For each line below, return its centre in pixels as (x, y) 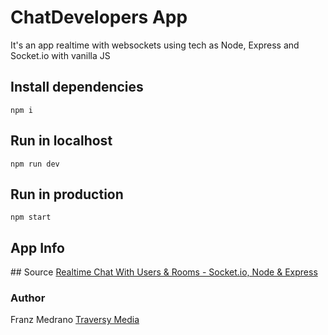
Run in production (67, 194)
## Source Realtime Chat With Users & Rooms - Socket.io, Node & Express (164, 272)
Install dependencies (77, 87)
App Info (37, 247)
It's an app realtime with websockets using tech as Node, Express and (155, 45)
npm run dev (35, 164)
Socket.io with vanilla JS (60, 55)
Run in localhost (61, 141)
